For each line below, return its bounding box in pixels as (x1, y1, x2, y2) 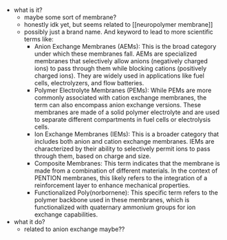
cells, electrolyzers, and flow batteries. (34, 79, 144, 87)
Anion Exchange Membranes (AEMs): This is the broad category (34, 43, 217, 50)
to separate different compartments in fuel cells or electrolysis (34, 116, 211, 123)
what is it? (13, 6, 43, 14)
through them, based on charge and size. (34, 152, 151, 160)
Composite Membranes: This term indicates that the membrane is (34, 160, 220, 167)
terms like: (23, 35, 54, 43)
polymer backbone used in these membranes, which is (34, 196, 190, 204)
